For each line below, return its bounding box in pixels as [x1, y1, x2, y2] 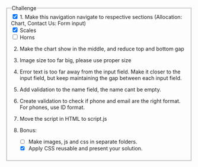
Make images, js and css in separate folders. [28, 138, 138, 145]
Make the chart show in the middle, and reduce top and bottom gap [20, 45, 184, 52]
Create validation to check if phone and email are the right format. [20, 97, 181, 104]
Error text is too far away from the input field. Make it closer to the [20, 68, 181, 75]
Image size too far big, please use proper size [20, 56, 132, 63]
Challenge [11, 5, 37, 11]
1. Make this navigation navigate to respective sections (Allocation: [20, 13, 182, 20]
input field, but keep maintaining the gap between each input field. [20, 74, 182, 81]
